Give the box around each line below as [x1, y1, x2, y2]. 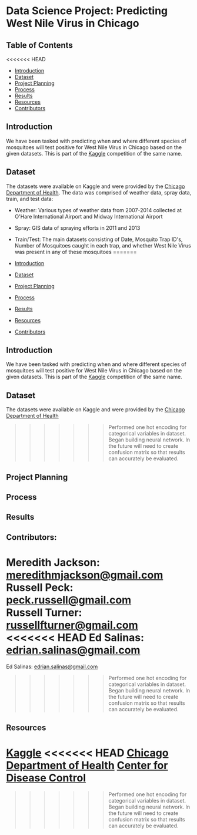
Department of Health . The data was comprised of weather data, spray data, [6, 189, 192, 196]
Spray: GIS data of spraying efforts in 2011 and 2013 [14, 224, 141, 231]
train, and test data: [6, 195, 54, 202]
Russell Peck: [6, 581, 74, 594]
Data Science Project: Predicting [6, 4, 168, 18]
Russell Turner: [6, 606, 82, 619]
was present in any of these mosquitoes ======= [14, 248, 137, 255]
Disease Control [6, 771, 86, 785]
